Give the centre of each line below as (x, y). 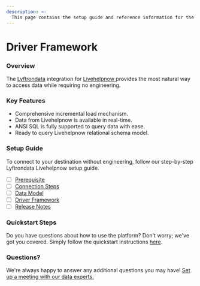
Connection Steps (37, 186)
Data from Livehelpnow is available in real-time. (74, 120)
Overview (21, 65)
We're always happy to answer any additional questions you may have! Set (98, 270)
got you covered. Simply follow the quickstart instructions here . (84, 242)
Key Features (26, 101)
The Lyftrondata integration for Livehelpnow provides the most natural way (98, 79)
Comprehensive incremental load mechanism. (72, 114)
